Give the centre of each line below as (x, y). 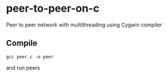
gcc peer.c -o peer (30, 57)
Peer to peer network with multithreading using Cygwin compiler (84, 25)
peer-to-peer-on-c (53, 9)
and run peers (23, 68)
